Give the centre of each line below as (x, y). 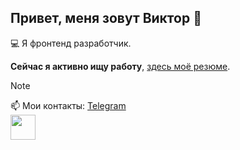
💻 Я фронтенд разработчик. (71, 43)
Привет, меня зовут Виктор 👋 (106, 18)
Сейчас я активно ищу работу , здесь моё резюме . (120, 66)
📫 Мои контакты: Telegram (68, 105)
